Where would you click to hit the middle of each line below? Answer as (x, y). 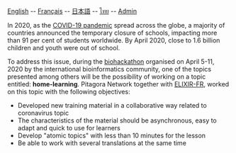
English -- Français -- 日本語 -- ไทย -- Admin (72, 11)
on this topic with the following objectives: (69, 92)
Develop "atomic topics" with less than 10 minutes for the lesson (112, 135)
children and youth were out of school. (64, 48)
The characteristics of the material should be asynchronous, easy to (117, 120)
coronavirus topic (43, 113)
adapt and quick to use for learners (69, 128)
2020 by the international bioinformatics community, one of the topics (109, 69)
